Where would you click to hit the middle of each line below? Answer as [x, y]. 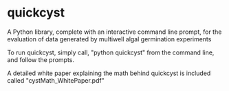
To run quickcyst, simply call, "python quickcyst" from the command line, [111, 52]
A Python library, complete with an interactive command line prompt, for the [115, 32]
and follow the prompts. [41, 59]
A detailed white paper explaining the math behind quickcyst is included [109, 73]
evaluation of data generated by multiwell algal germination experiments [109, 39]
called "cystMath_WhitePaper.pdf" [56, 80]
